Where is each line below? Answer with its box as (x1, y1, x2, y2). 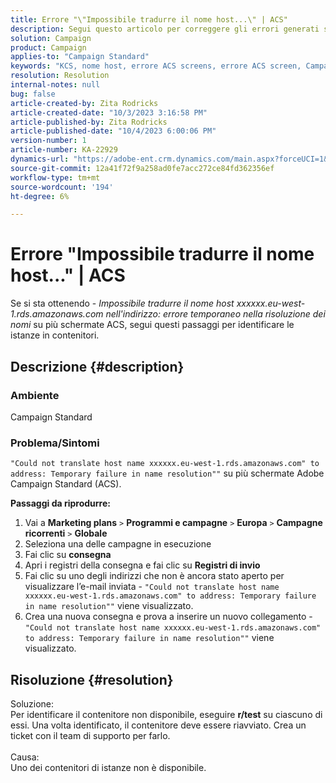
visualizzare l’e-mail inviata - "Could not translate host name (24, 581, 280, 593)
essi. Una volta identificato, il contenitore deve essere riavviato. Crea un (10, 719, 307, 731)
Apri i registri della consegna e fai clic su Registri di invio (24, 559, 261, 571)
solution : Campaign (10, 33, 92, 43)
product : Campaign (10, 42, 87, 53)
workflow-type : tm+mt (10, 172, 101, 183)
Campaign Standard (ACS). (10, 478, 122, 490)
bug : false (10, 89, 56, 99)
